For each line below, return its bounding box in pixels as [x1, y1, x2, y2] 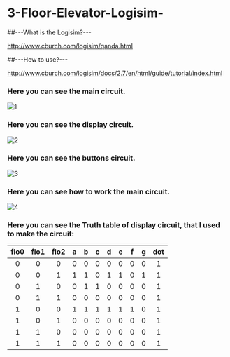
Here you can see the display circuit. [7, 120, 134, 130]
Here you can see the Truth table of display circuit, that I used [7, 220, 220, 230]
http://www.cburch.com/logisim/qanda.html [7, 41, 133, 50]
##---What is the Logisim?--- [7, 28, 92, 36]
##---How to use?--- [7, 55, 69, 64]
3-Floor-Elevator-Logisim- [7, 5, 164, 21]
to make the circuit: [7, 229, 75, 239]
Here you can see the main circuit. [7, 86, 126, 96]
